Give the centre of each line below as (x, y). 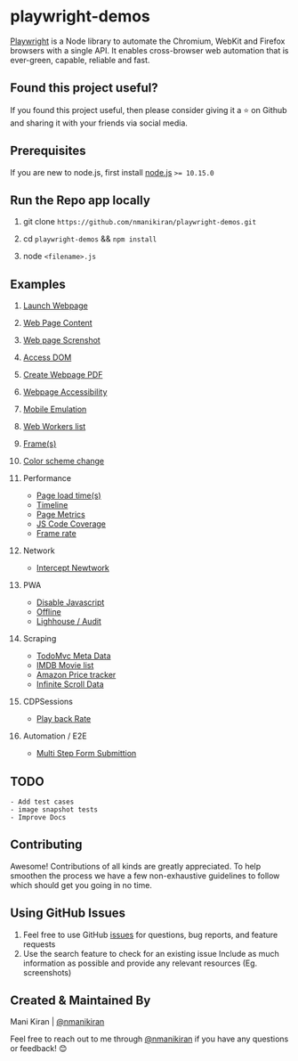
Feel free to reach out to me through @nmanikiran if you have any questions (149, 1039)
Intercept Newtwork (72, 568)
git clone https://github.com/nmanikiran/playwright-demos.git (140, 222)
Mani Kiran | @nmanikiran (57, 1022)
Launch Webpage (55, 306)
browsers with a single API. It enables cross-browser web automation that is (149, 50)
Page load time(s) (68, 495)
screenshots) (47, 972)
